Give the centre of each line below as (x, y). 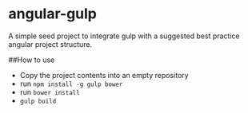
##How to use (32, 60)
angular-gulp (53, 14)
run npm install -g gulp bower (71, 84)
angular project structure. (50, 44)
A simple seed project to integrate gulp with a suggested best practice (124, 36)
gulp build (38, 101)
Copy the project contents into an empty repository (104, 75)
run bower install (50, 92)
